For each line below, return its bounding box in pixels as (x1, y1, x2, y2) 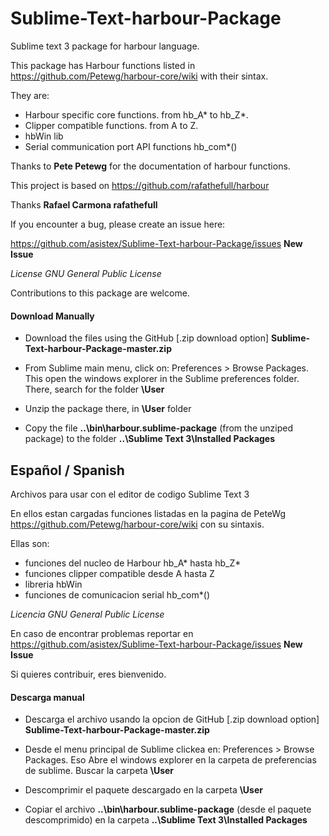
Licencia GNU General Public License (10, 608, 165, 620)
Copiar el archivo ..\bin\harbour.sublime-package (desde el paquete (24, 803, 312, 816)
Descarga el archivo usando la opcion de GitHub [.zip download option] (24, 713, 320, 726)
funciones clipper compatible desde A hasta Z (24, 567, 215, 579)
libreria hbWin (24, 578, 83, 590)
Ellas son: (10, 537, 50, 549)
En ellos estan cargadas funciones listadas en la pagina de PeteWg (10, 507, 286, 519)
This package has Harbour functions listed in (10, 59, 196, 71)
